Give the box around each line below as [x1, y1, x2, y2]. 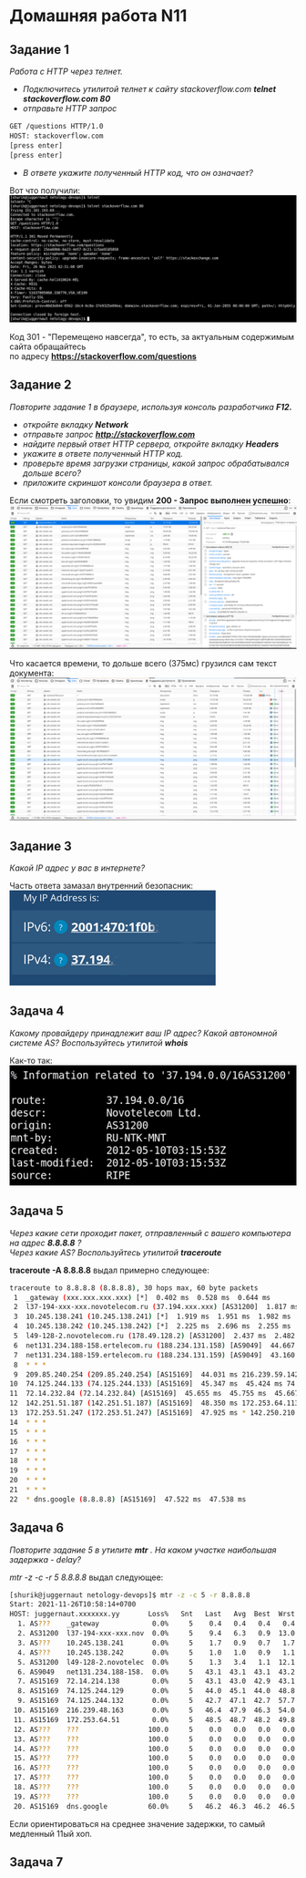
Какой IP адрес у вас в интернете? [9, 862, 146, 873]
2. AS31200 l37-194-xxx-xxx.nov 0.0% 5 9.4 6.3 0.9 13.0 [17, 1629, 296, 1638]
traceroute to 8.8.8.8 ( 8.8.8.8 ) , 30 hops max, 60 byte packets [9, 1283, 259, 1293]
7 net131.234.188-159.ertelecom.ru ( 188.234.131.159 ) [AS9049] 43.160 [13, 1350, 296, 1359]
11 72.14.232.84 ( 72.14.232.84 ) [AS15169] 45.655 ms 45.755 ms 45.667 [9, 1389, 300, 1398]
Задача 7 [9, 1854, 64, 1870]
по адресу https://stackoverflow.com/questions [9, 350, 198, 361]
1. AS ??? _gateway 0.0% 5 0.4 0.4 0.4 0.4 [17, 1619, 296, 1628]
